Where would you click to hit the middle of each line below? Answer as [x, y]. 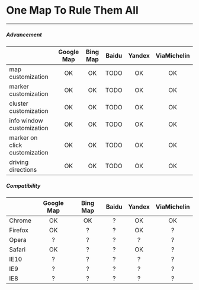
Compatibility [23, 185]
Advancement [24, 34]
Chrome [20, 220]
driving [19, 162]
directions [23, 169]
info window [26, 121]
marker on [23, 137]
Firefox [19, 230]
